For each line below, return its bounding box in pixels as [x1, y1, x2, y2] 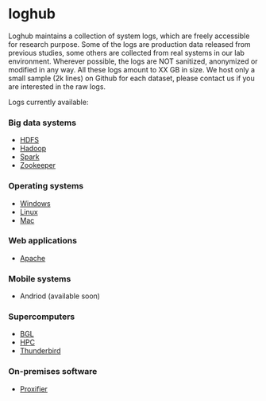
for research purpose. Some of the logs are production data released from [8, 39, 252, 49]
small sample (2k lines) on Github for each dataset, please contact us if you [8, 73, 256, 83]
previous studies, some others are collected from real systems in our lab [8, 48, 245, 57]
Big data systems [8, 117, 77, 128]
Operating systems [8, 181, 84, 192]
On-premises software [8, 366, 98, 377]
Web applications [8, 236, 78, 247]
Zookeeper [19, 161, 56, 170]
